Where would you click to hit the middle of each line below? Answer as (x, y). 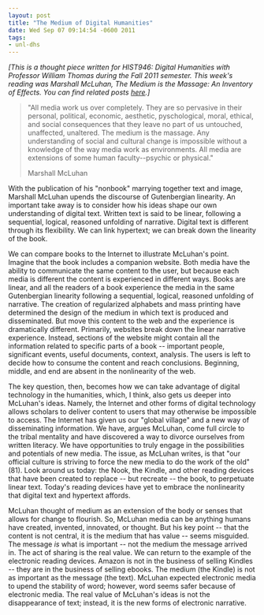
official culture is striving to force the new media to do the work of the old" (129, 462)
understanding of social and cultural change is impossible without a (137, 141)
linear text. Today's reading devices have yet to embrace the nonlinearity (126, 487)
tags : (17, 37)
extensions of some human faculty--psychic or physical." (121, 158)
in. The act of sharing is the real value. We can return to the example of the (130, 553)
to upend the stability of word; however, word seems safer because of (122, 586)
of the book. (28, 239)
